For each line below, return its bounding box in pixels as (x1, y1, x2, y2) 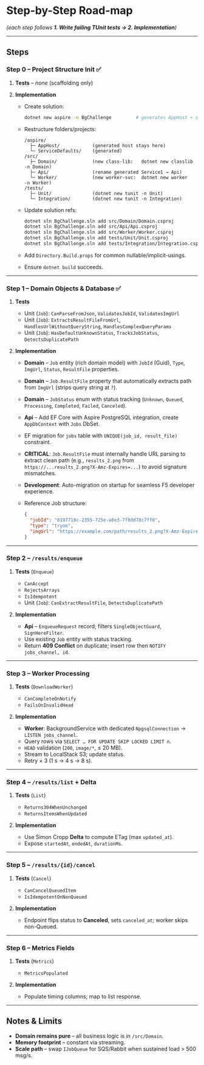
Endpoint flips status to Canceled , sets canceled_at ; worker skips (24, 916, 188, 923)
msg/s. (15, 1052, 33, 1059)
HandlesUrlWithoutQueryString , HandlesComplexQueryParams (24, 323, 172, 330)
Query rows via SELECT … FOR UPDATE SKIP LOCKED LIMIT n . (24, 738, 172, 745)
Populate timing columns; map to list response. (24, 993, 141, 1000)
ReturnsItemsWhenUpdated (24, 811, 87, 817)
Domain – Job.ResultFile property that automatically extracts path (24, 377, 192, 385)
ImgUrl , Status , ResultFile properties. (24, 366, 120, 373)
